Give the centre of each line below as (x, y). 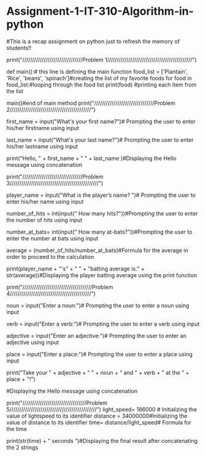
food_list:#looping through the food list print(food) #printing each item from (101, 85)
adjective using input (33, 342)
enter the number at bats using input (52, 238)
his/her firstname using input (43, 128)
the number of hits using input (44, 220)
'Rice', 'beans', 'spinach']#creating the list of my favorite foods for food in (99, 78)
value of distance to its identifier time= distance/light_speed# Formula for (99, 422)
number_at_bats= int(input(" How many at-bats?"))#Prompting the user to (99, 232)
